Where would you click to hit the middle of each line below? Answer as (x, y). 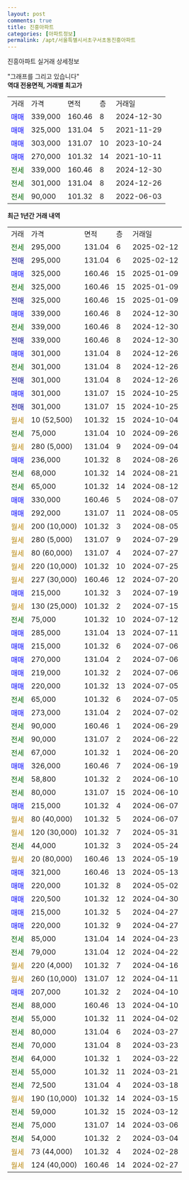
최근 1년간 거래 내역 (34, 216)
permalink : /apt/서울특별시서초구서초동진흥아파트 (71, 40)
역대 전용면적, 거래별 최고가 (45, 85)
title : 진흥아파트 (31, 27)
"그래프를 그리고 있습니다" (44, 77)
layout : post (27, 14)
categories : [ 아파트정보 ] (42, 34)
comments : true (30, 21)
